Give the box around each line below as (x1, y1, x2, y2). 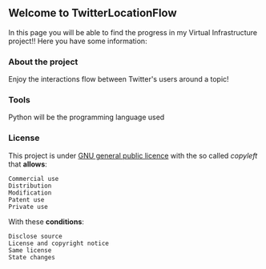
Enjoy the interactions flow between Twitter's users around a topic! (8, 74, 230, 84)
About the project (8, 56, 79, 67)
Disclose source (8, 232, 62, 240)
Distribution (8, 182, 52, 190)
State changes (8, 253, 56, 261)
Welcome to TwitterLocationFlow (8, 6, 178, 20)
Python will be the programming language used (8, 112, 165, 122)
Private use (8, 203, 48, 211)
